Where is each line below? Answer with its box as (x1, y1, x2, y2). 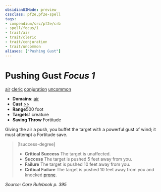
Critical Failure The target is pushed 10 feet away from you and (24, 167, 155, 173)
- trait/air (5, 30, 30, 35)
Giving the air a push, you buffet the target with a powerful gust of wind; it (5, 127, 156, 133)
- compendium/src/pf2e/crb (5, 21, 61, 26)
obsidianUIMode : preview (5, 7, 56, 12)
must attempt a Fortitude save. (5, 132, 68, 138)
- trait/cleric (5, 35, 37, 40)
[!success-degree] (17, 142, 55, 147)
